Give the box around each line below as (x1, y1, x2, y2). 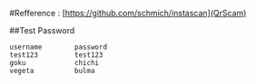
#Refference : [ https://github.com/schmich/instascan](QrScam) (9, 8, 247, 18)
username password (9, 42, 107, 51)
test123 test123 (9, 51, 103, 60)
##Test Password (9, 25, 75, 35)
